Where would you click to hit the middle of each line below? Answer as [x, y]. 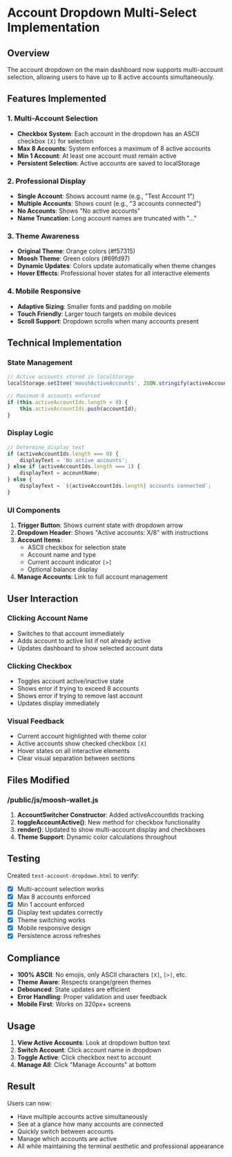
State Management [40, 362]
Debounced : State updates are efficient [74, 989]
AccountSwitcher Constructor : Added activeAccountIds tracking [110, 815]
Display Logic [30, 433]
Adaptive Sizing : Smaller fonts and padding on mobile [94, 306]
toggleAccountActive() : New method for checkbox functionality [109, 822]
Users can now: [29, 1103]
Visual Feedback [36, 721]
